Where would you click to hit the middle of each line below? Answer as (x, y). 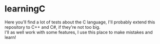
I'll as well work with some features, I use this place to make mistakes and (79, 32)
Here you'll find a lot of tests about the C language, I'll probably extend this (80, 22)
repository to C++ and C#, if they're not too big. (52, 27)
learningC (25, 9)
